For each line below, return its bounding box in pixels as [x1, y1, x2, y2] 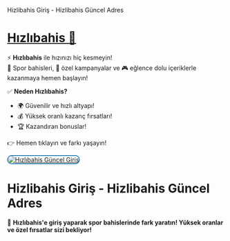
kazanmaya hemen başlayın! [7, 73, 88, 82]
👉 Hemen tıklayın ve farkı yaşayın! [7, 139, 107, 147]
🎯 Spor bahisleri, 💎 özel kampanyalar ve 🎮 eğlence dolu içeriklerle [7, 64, 197, 72]
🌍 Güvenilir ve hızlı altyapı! [17, 101, 95, 109]
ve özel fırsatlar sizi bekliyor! [7, 225, 92, 234]
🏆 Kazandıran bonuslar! [17, 122, 87, 130]
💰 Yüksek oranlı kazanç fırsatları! [17, 111, 113, 120]
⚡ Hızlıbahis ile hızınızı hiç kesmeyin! [7, 53, 113, 62]
